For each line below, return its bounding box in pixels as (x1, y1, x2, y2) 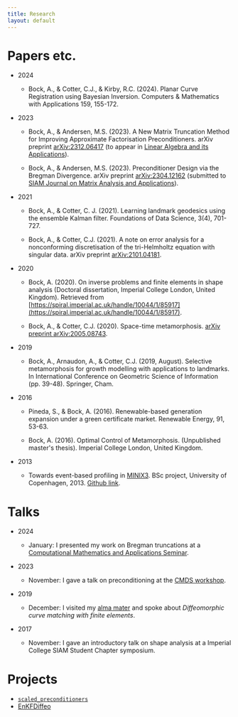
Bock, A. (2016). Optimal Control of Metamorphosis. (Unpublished (28, 436, 222, 445)
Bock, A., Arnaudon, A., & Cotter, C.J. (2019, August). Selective (28, 357, 212, 366)
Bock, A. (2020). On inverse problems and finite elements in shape (28, 278, 224, 286)
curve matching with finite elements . (28, 611, 136, 620)
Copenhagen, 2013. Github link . (28, 479, 121, 487)
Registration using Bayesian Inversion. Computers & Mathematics (28, 92, 220, 101)
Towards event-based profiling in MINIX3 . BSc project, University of (28, 471, 227, 480)
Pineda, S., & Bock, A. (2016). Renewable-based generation (28, 407, 202, 416)
